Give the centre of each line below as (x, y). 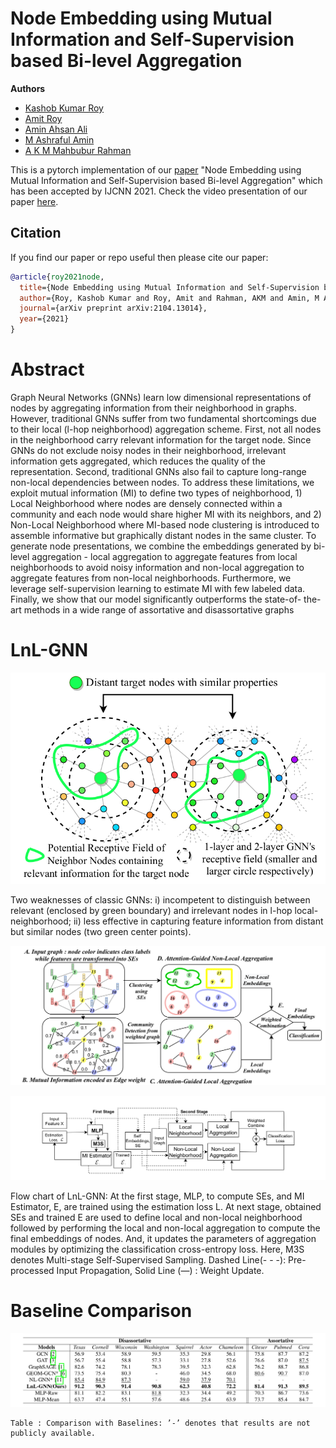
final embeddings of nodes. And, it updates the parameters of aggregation (163, 1238)
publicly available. (53, 1433)
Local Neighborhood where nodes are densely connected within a (146, 503)
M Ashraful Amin (59, 139)
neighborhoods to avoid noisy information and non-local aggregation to (157, 567)
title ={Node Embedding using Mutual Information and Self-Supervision (169, 287)
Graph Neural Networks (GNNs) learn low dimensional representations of (161, 397)
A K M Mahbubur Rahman (78, 150)
